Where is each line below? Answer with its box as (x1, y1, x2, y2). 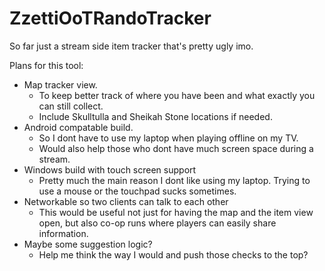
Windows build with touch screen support (23, 163, 197, 176)
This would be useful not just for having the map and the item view (38, 206, 314, 218)
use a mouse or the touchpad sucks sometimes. (38, 185, 237, 197)
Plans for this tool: (9, 59, 84, 71)
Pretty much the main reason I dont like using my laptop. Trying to (38, 174, 311, 186)
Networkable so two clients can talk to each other (23, 195, 229, 207)
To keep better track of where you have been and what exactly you (38, 89, 316, 101)
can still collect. (38, 100, 104, 112)
